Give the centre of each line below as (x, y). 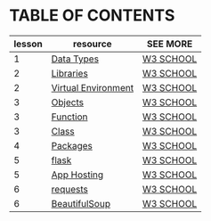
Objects (68, 102)
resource (93, 44)
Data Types (75, 59)
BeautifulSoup (81, 203)
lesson (28, 44)
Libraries (70, 73)
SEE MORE (170, 44)
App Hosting (77, 175)
